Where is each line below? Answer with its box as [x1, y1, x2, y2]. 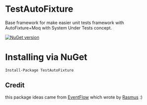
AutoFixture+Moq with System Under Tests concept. [5, 25, 112, 30]
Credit [5, 81, 25, 89]
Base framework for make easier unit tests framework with [5, 20, 124, 26]
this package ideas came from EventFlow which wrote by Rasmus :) [5, 94, 143, 100]
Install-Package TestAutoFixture [5, 68, 74, 73]
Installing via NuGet [5, 52, 88, 63]
